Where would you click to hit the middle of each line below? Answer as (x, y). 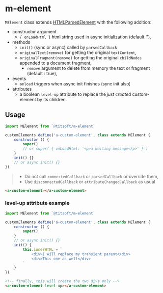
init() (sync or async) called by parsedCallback (68, 47)
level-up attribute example (37, 203)
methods (21, 42)
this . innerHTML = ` (43, 249)
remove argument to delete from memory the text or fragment (88, 68)
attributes (22, 89)
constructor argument (34, 31)
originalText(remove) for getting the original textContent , (78, 53)
